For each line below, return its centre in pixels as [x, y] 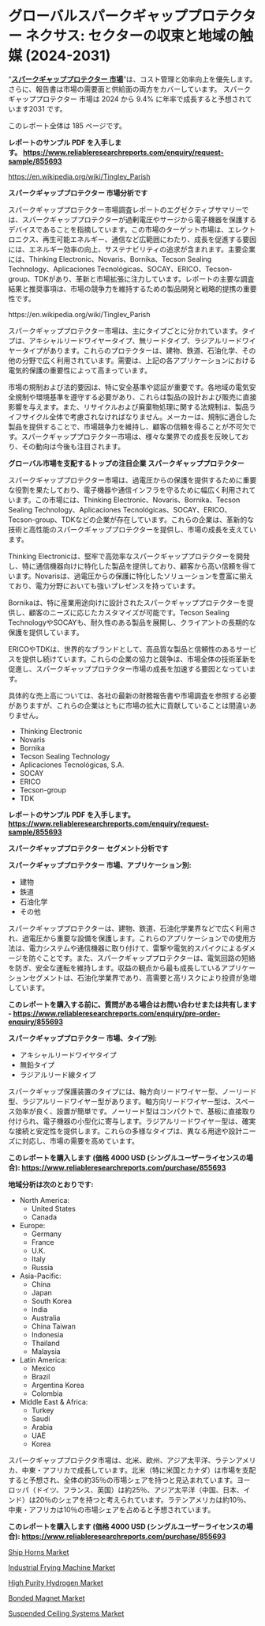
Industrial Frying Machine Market [62, 1567]
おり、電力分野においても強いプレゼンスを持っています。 [107, 585]
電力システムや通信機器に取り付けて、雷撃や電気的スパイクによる [136, 948]
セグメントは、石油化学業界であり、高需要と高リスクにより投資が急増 [143, 977]
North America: [44, 1200]
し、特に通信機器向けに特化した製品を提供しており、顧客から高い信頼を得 [129, 565]
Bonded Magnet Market [47, 1598]
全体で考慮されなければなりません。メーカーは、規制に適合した [153, 417]
